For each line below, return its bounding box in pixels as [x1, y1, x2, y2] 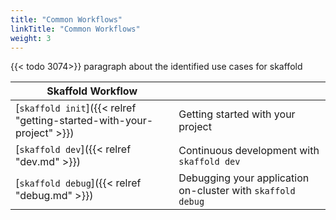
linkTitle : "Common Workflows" [10, 24, 141, 34]
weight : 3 [10, 33, 52, 43]
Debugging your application [178, 171, 310, 185]
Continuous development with [178, 144, 320, 158]
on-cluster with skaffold [178, 184, 296, 198]
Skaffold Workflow [46, 84, 138, 98]
